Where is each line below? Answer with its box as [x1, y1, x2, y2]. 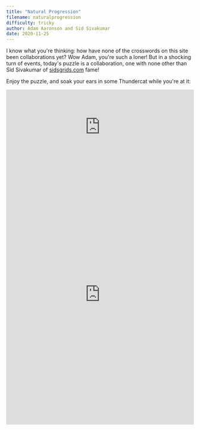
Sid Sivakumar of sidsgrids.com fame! [6, 66, 99, 73]
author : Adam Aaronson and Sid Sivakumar [6, 25, 111, 32]
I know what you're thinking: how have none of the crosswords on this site [6, 47, 189, 54]
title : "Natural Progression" [6, 8, 82, 15]
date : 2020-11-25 [6, 31, 49, 37]
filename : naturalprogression [6, 14, 82, 20]
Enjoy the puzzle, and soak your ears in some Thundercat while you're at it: [6, 78, 191, 85]
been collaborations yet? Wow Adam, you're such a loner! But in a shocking [6, 54, 192, 61]
